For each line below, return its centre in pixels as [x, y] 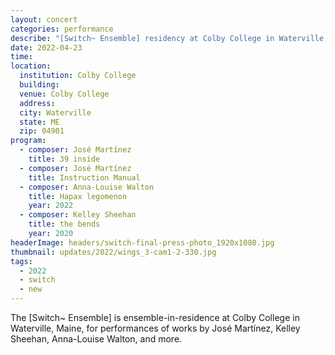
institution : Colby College [78, 76]
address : [37, 103]
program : [28, 141]
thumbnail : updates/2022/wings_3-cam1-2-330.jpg [113, 252]
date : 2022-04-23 [46, 47]
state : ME [39, 122]
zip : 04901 [42, 131]
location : [31, 66]
